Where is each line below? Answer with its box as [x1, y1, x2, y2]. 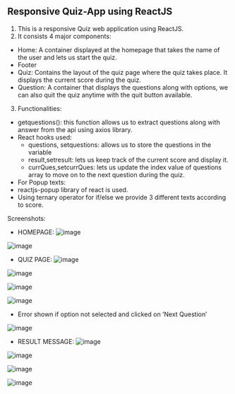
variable [28, 148, 52, 156]
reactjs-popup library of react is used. [17, 185, 128, 193]
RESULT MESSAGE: [17, 337, 75, 345]
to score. [17, 201, 44, 209]
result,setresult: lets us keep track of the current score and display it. [28, 155, 229, 164]
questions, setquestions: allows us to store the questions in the [28, 141, 212, 149]
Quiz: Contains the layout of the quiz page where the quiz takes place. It [17, 68, 228, 76]
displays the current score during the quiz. [17, 76, 142, 84]
